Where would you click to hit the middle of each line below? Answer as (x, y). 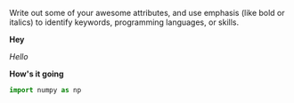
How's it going (37, 74)
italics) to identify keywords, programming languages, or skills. (124, 22)
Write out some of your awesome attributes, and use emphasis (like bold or (147, 13)
